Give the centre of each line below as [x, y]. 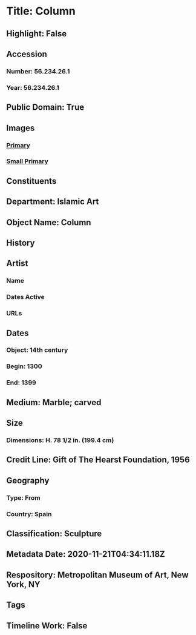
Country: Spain [29, 514]
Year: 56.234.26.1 [33, 87]
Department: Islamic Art [53, 202]
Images [21, 128]
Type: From [23, 497]
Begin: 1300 [24, 366]
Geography [28, 480]
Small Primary [27, 161]
